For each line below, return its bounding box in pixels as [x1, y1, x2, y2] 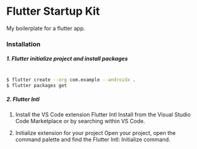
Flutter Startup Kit [6, 4, 100, 18]
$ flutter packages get [6, 82, 68, 88]
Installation [6, 40, 41, 48]
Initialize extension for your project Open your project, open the [15, 129, 176, 137]
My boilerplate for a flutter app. [6, 25, 85, 32]
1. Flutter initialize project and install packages [6, 55, 128, 63]
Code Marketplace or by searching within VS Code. [15, 118, 145, 125]
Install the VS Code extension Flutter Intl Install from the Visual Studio [15, 111, 191, 118]
